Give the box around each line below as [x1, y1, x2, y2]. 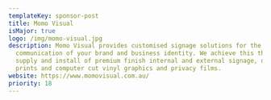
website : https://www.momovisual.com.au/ [8, 72, 150, 80]
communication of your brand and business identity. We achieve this [15, 49, 254, 57]
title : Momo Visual [8, 19, 74, 27]
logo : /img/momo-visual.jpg [8, 34, 103, 43]
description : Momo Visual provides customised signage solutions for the [8, 42, 262, 50]
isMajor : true [8, 27, 56, 35]
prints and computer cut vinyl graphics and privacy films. [15, 65, 222, 73]
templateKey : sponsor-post [8, 11, 99, 20]
